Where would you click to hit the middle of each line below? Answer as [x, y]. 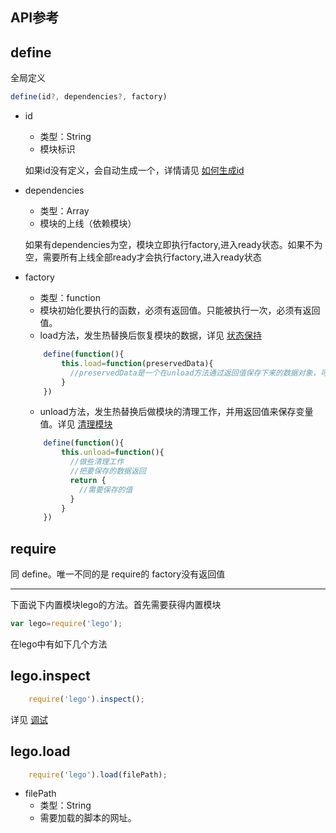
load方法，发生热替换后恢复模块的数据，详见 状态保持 [150, 335]
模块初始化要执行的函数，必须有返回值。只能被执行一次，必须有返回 [180, 310]
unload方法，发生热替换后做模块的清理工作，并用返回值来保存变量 [176, 412]
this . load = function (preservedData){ [137, 363]
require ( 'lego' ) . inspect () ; [86, 699]
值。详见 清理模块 [76, 424]
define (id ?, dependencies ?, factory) [89, 97]
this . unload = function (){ [113, 453]
